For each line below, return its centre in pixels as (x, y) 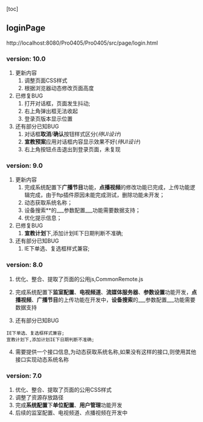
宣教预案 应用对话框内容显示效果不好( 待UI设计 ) (82, 142)
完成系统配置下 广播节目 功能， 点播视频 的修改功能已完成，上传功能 (107, 187)
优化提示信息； (43, 218)
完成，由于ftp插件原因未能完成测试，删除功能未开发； (97, 195)
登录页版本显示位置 (48, 119)
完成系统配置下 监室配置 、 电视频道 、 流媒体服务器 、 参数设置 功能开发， (103, 292)
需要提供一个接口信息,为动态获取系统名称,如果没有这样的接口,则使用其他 (105, 352)
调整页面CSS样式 (46, 81)
